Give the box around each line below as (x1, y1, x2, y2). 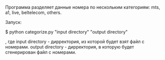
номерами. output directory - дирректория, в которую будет (5, 44, 134, 49)
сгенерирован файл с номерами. (5, 49, 76, 55)
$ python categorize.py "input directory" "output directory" (5, 29, 128, 34)
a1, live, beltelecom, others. (5, 9, 62, 15)
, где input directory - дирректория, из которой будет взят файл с (5, 38, 145, 44)
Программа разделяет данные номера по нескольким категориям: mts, (5, 4, 160, 10)
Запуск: (5, 19, 22, 25)
